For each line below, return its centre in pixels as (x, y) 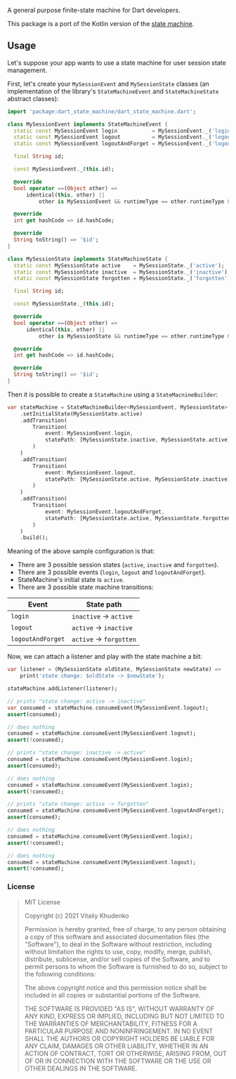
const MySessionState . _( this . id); (64, 304)
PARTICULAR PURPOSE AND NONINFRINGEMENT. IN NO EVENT (119, 1031)
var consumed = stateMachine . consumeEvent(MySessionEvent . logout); (108, 708)
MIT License (42, 902)
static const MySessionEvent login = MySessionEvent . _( (113, 131)
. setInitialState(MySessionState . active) (81, 413)
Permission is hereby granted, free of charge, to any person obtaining (125, 929)
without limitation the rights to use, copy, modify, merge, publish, (118, 951)
